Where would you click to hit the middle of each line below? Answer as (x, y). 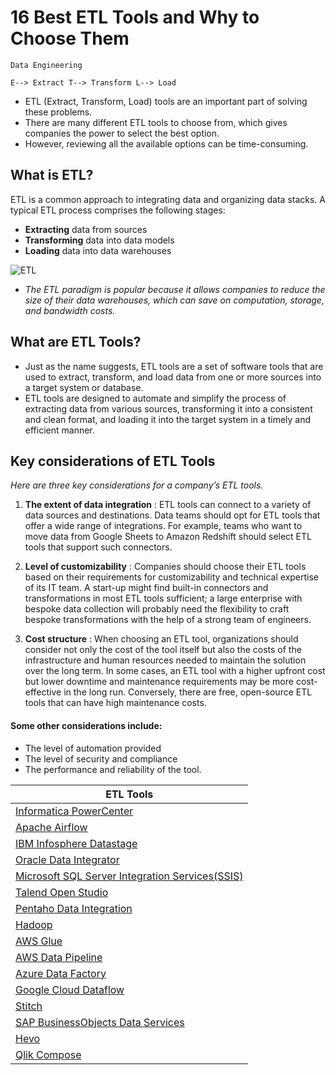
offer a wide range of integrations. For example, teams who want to (163, 526)
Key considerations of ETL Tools (113, 461)
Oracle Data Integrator (67, 859)
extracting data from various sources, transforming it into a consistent (168, 408)
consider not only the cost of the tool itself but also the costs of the (163, 650)
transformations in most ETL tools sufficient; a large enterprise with (163, 598)
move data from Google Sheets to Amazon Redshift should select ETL (168, 537)
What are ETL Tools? (76, 342)
